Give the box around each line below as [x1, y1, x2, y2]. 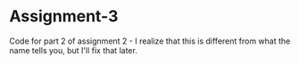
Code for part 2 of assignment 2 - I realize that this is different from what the [9, 36, 291, 46]
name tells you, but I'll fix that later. [9, 44, 138, 55]
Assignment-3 [9, 6, 119, 27]
